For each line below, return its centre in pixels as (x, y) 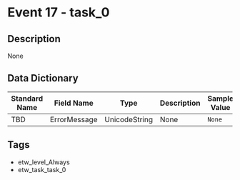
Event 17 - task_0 (59, 12)
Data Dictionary (43, 78)
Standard (27, 99)
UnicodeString (129, 119)
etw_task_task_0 (42, 169)
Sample (220, 99)
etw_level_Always (44, 162)
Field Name (74, 103)
